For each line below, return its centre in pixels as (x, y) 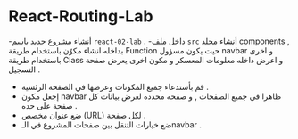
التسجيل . (25, 69)
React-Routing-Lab (81, 16)
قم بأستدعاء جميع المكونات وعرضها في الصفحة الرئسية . (115, 86)
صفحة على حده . (49, 105)
